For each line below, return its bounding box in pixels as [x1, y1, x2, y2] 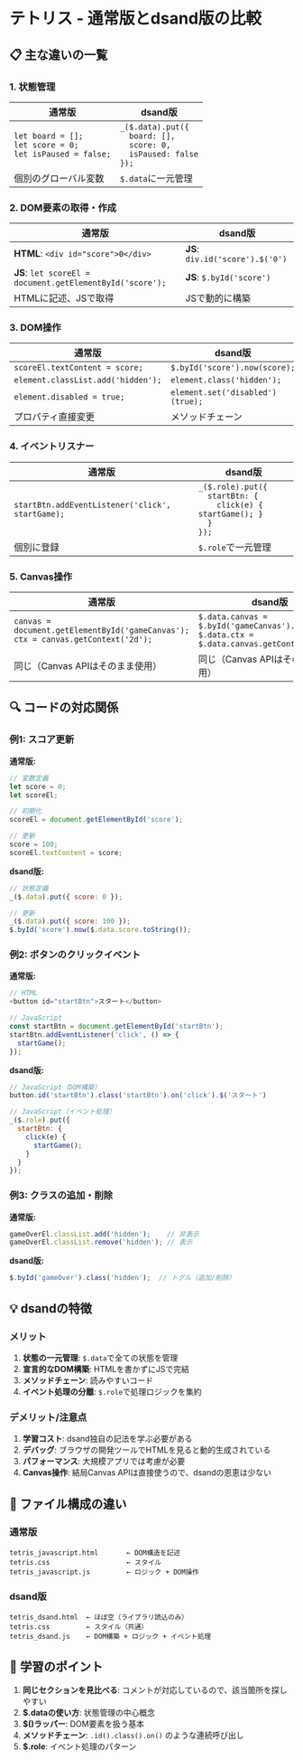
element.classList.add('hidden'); [14, 375, 162, 385]
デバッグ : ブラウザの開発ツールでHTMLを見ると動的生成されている [22, 1445, 271, 1455]
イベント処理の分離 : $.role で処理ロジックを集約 [22, 1386, 202, 1397]
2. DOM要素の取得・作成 [9, 201, 117, 213]
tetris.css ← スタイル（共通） [9, 1623, 149, 1632]
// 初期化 [9, 806, 42, 816]
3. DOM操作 [9, 322, 61, 334]
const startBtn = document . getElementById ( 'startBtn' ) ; [9, 1022, 224, 1031]
